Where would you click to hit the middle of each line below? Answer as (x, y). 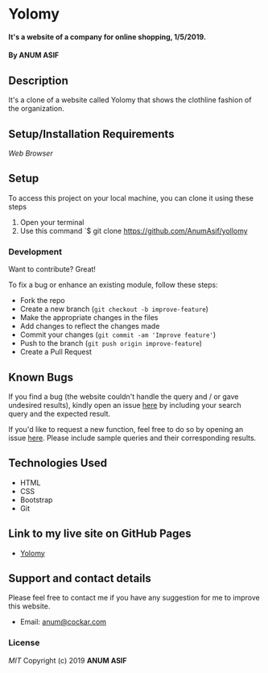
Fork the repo (43, 301)
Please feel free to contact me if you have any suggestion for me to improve (134, 598)
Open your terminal (52, 222)
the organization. (36, 109)
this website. (29, 606)
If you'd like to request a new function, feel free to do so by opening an (126, 429)
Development (35, 251)
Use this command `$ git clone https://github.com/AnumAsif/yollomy (134, 231)
